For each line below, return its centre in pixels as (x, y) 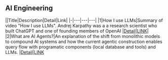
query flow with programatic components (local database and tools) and (80, 46)
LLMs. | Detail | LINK (25, 52)
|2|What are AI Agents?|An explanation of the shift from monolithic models (83, 36)
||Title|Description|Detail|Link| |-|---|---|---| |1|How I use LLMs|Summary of (84, 20)
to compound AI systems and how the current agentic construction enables (84, 41)
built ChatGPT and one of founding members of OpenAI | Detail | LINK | (77, 31)
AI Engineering (29, 8)
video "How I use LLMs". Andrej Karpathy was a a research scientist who (81, 25)
